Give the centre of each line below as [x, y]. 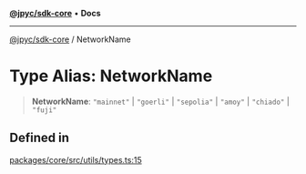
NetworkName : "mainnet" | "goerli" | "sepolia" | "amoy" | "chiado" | [160, 101]
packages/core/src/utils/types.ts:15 [76, 159]
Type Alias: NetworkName [111, 76]
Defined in [40, 138]
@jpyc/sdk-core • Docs [56, 13]
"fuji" [44, 110]
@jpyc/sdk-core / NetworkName [70, 39]
